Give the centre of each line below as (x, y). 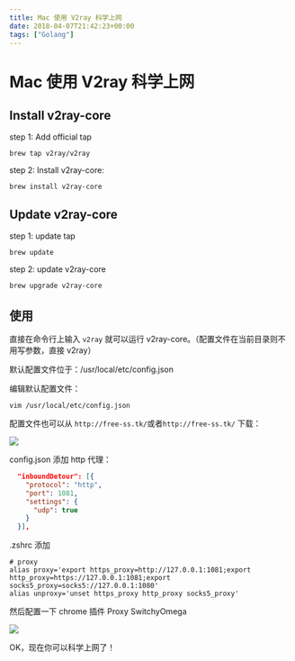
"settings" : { (52, 502)
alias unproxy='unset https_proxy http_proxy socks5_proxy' (125, 594)
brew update (31, 253)
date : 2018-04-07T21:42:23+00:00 (72, 26)
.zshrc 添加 (30, 545)
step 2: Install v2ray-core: (57, 170)
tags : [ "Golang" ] (42, 34)
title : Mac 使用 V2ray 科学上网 (66, 18)
